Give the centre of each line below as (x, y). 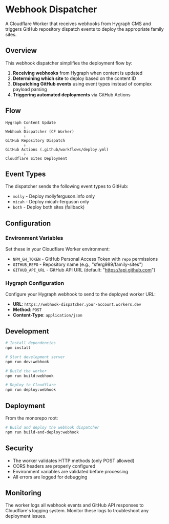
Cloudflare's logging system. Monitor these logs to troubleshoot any (77, 511)
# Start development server (35, 357)
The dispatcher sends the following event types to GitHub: (67, 186)
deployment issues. (26, 516)
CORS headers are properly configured (54, 466)
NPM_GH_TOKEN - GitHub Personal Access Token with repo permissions (85, 259)
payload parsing (30, 89)
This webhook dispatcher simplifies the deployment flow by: (69, 63)
